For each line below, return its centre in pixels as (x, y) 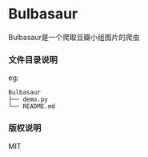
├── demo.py (28, 100)
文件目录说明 (33, 59)
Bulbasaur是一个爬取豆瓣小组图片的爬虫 (74, 37)
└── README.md (32, 107)
